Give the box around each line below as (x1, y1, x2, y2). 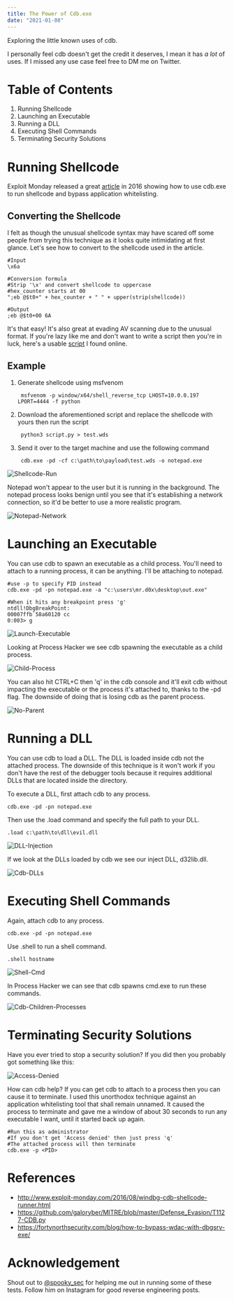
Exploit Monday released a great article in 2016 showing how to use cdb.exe (7, 182, 227, 191)
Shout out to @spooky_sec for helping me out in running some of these (7, 1278, 212, 1286)
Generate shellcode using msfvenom (17, 379, 124, 386)
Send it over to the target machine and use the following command (17, 444, 210, 452)
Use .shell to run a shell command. (7, 942, 107, 951)
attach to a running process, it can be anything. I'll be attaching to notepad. (7, 566, 224, 575)
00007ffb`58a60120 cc (7, 611, 71, 618)
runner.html (17, 1200, 51, 1209)
